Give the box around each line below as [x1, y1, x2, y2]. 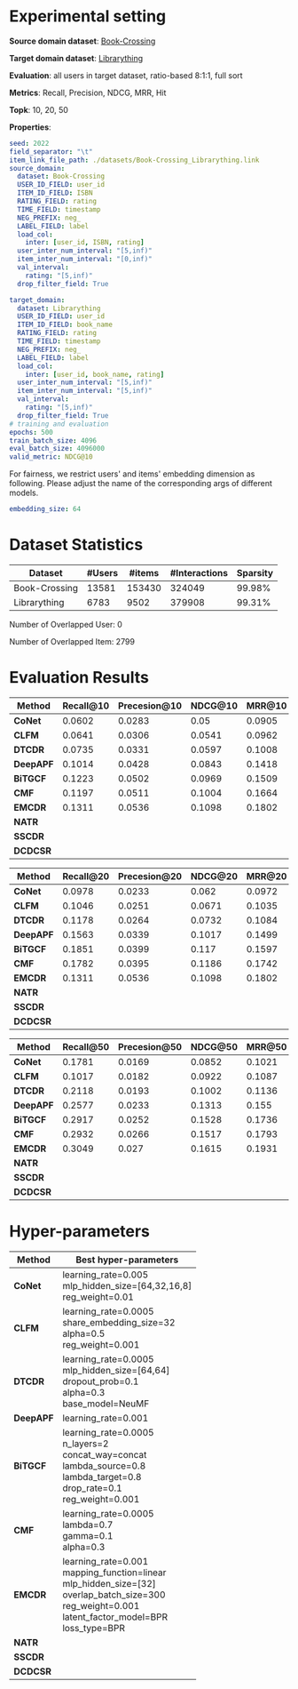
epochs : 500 [9, 428, 53, 436]
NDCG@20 [190, 869, 238, 882]
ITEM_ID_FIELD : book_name [17, 320, 114, 330]
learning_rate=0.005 [61, 1269, 149, 1281]
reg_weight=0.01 [61, 1291, 135, 1303]
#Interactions [169, 567, 229, 579]
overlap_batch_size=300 [61, 1589, 166, 1601]
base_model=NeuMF [61, 1397, 150, 1410]
